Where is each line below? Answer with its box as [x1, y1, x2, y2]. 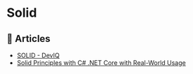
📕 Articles [6, 33, 51, 45]
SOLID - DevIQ [16, 51, 60, 59]
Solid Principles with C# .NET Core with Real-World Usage [16, 59, 186, 67]
